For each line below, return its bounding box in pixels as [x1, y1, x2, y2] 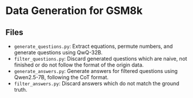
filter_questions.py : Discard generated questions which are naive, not [13, 55, 187, 62]
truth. [13, 86, 28, 93]
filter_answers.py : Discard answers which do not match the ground [13, 80, 180, 87]
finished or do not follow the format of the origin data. [13, 61, 144, 68]
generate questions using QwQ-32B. [13, 49, 103, 56]
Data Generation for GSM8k [5, 4, 143, 17]
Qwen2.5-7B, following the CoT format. [13, 74, 109, 80]
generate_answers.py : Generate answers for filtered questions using [13, 68, 178, 74]
